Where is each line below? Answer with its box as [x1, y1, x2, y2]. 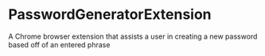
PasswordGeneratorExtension [8, 6, 212, 24]
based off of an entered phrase [8, 39, 111, 49]
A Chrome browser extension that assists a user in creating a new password [8, 32, 258, 41]
